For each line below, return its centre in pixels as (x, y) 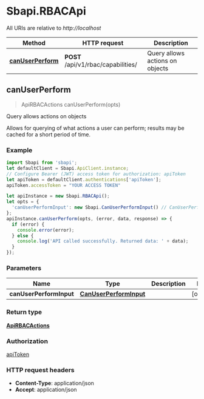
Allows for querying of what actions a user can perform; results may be (95, 128)
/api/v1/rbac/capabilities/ (101, 64)
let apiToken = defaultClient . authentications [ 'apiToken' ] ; (84, 179)
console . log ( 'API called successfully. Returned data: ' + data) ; (103, 241)
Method (34, 42)
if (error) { (28, 224)
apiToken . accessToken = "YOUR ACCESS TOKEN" (63, 185)
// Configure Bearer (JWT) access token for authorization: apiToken (96, 174)
